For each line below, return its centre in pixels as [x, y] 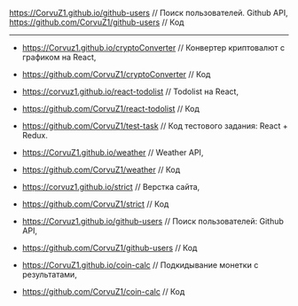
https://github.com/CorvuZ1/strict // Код [95, 204]
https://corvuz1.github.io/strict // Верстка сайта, [111, 187]
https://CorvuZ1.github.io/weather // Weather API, [113, 153]
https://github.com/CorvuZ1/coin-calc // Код [103, 291]
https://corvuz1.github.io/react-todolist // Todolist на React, [130, 91]
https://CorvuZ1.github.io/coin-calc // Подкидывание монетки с [140, 265]
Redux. [35, 135]
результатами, [49, 275]
